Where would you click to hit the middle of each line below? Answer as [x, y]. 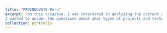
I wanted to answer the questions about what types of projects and [78, 18]
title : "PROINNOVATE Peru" [33, 9]
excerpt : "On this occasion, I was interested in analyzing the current [82, 14]
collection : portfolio [29, 23]
